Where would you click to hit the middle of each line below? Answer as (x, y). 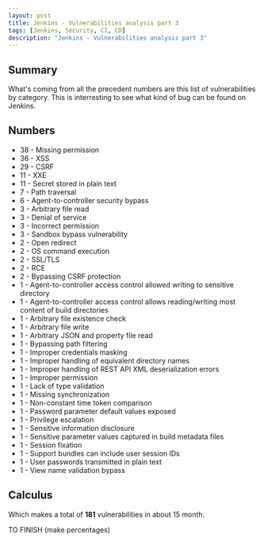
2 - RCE (33, 267)
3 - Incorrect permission (59, 225)
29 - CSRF (36, 167)
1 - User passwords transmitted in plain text (91, 462)
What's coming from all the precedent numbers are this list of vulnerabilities (132, 89)
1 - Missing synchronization (64, 394)
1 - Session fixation (51, 444)
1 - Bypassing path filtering (64, 344)
